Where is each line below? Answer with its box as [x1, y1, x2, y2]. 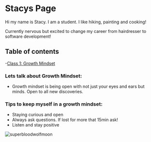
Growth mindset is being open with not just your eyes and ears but [12, 83, 145, 90]
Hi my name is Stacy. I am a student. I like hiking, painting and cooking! [5, 19, 147, 25]
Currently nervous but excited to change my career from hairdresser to [5, 28, 147, 34]
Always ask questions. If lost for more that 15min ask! [12, 117, 119, 123]
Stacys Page [5, 3, 57, 14]
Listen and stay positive [12, 122, 60, 128]
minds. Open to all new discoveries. [12, 89, 83, 95]
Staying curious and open [12, 112, 64, 118]
